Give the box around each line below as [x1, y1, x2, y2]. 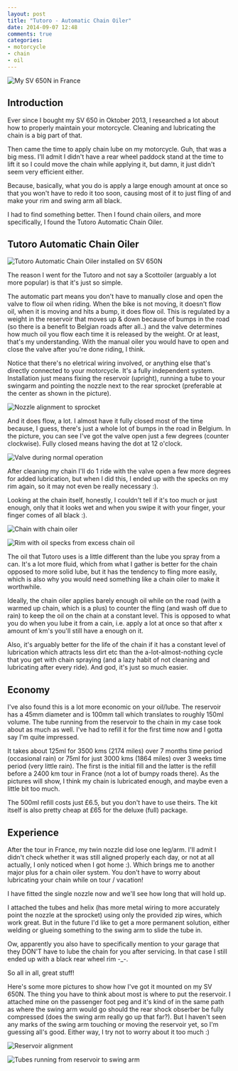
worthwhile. [7, 583, 42, 591]
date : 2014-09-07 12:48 [7, 23, 78, 31]
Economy [7, 684, 50, 696]
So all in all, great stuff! [7, 969, 75, 977]
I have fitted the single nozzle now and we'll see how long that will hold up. [7, 890, 226, 897]
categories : [7, 37, 43, 44]
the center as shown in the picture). [7, 389, 112, 398]
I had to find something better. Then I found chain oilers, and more [7, 210, 201, 218]
